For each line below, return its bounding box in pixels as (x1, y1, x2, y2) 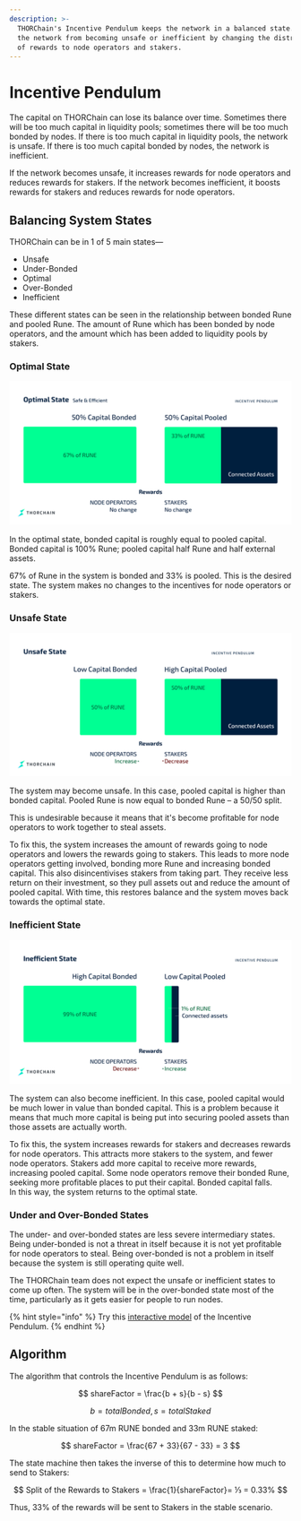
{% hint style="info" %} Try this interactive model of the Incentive (9, 1311, 252, 1322)
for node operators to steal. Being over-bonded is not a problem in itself (9, 1248, 275, 1258)
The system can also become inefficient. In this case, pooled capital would (9, 1093, 285, 1103)
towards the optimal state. (9, 896, 106, 907)
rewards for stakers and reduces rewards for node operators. (9, 186, 236, 197)
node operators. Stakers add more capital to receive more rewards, (9, 1157, 257, 1169)
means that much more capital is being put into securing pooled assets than (9, 1111, 289, 1122)
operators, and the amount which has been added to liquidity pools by (9, 328, 269, 339)
